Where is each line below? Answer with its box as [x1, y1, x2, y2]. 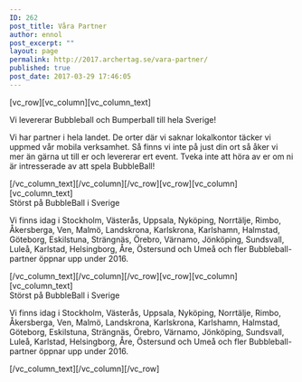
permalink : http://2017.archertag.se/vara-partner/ [9, 55, 208, 64]
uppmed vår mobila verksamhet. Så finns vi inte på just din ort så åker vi [9, 141, 278, 152]
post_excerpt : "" [9, 38, 75, 48]
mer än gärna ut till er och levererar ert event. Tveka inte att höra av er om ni [9, 151, 294, 162]
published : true [9, 64, 71, 73]
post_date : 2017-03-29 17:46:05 [9, 72, 131, 81]
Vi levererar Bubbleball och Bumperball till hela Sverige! [9, 114, 217, 125]
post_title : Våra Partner [9, 22, 107, 31]
